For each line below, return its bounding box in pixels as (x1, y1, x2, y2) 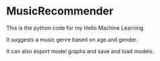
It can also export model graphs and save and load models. (6, 47, 155, 55)
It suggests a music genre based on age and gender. (6, 36, 138, 43)
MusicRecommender (6, 4, 114, 18)
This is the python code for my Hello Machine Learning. (6, 24, 145, 31)
